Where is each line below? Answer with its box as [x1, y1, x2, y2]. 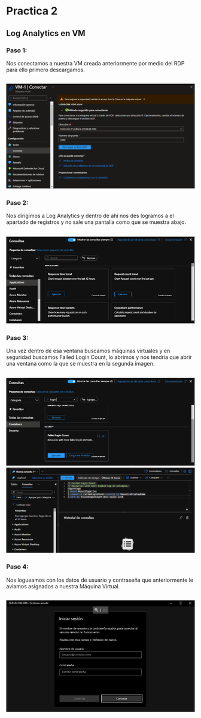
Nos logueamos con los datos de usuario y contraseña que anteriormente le [6, 576, 193, 584]
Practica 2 [6, 4, 58, 18]
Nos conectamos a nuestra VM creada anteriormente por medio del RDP [6, 59, 185, 67]
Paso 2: [6, 198, 29, 207]
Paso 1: [6, 46, 28, 55]
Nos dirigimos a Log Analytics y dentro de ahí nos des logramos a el [6, 212, 175, 220]
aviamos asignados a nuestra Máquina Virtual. [6, 582, 120, 590]
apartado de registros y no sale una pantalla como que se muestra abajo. [6, 219, 187, 226]
